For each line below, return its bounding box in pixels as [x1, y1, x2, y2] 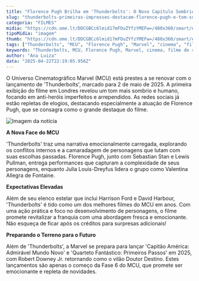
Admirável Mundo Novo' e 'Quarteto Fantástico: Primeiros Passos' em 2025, [6, 249, 192, 256]
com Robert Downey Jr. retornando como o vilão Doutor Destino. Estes [6, 255, 179, 262]
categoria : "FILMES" [6, 20, 57, 25]
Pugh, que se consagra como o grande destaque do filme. [6, 106, 148, 113]
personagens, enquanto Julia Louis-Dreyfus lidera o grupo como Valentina [6, 165, 188, 172]
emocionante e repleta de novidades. [6, 267, 97, 275]
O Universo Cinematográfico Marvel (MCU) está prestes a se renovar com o [6, 75, 191, 82]
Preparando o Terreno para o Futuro [6, 231, 96, 238]
